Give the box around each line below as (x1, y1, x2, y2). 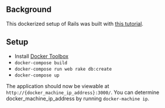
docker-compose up (14, 72, 60, 78)
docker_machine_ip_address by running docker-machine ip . (6, 95, 150, 102)
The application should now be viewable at (6, 82, 109, 89)
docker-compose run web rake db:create (14, 66, 112, 72)
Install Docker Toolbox (14, 53, 69, 60)
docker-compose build (14, 60, 67, 66)
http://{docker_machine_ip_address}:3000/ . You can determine (6, 89, 160, 96)
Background (6, 5, 51, 15)
